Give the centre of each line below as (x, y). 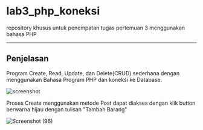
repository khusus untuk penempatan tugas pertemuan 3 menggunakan (96, 28)
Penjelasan (28, 59)
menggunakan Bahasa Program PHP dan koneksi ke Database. (84, 79)
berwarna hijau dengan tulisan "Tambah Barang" (67, 109)
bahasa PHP (22, 34)
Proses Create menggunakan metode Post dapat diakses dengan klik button (101, 103)
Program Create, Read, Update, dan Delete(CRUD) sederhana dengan (93, 73)
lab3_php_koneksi (53, 11)
